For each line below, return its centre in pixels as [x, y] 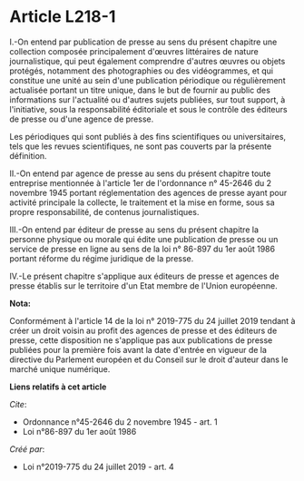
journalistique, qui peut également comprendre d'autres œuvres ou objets [147, 61]
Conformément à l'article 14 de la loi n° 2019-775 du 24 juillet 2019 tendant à [152, 320]
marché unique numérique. [60, 368]
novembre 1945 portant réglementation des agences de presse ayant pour [148, 192]
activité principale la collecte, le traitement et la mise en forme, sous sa [142, 202]
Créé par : [27, 449]
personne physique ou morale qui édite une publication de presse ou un [144, 239]
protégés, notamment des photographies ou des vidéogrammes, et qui [142, 71]
